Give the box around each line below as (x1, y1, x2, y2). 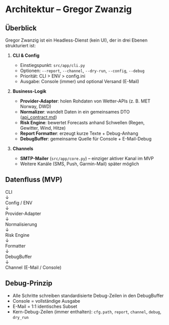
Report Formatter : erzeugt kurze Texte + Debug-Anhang (20, 130, 139, 136)
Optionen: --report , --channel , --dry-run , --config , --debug (20, 67, 145, 74)
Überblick (5, 24, 37, 32)
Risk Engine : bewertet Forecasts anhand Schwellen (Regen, (20, 120, 145, 125)
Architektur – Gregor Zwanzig (5, 4, 132, 15)
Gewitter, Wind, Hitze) (20, 125, 66, 131)
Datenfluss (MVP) (5, 175, 63, 184)
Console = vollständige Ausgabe (12, 298, 81, 304)
